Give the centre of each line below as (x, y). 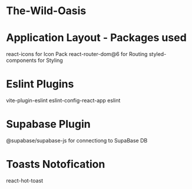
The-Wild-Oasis (46, 11)
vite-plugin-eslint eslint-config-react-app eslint (63, 101)
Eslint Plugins (40, 84)
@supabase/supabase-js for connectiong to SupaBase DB (77, 140)
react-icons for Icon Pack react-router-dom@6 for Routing (77, 54)
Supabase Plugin (48, 124)
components (21, 61)
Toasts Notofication (56, 165)
